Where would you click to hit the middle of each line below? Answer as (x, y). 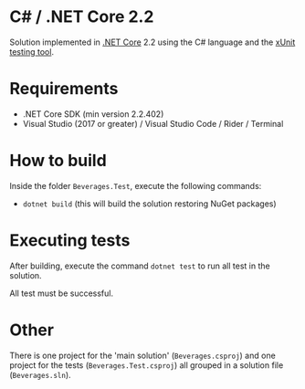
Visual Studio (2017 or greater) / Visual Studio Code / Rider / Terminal (153, 123)
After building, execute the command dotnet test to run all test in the (140, 266)
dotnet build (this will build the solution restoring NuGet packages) (149, 204)
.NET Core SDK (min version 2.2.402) (93, 114)
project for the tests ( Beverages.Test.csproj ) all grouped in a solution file (147, 365)
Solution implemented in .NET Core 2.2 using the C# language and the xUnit (152, 42)
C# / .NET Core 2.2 (82, 17)
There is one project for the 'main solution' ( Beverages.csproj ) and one (142, 355)
